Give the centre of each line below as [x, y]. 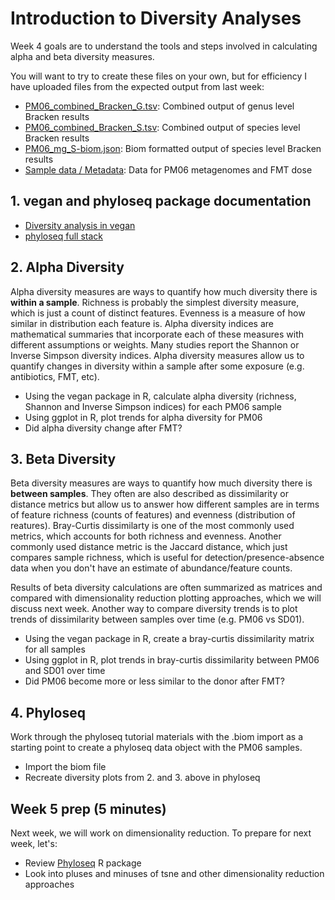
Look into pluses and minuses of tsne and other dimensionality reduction [174, 873]
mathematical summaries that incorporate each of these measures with [157, 334]
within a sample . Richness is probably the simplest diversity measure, [155, 302]
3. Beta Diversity [63, 458]
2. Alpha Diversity [67, 267]
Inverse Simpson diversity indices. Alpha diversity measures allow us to [157, 355]
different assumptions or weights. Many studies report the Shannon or [155, 344]
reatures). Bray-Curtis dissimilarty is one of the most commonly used [152, 526]
